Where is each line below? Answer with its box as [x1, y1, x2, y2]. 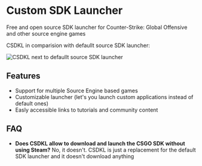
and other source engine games [6, 30, 86, 37]
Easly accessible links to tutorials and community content [15, 106, 158, 113]
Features [6, 71, 41, 81]
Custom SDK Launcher [6, 4, 123, 18]
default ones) [15, 100, 49, 107]
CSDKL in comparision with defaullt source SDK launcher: [6, 42, 150, 49]
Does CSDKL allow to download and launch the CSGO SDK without [15, 139, 186, 147]
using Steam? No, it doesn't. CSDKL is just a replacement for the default [15, 146, 197, 153]
